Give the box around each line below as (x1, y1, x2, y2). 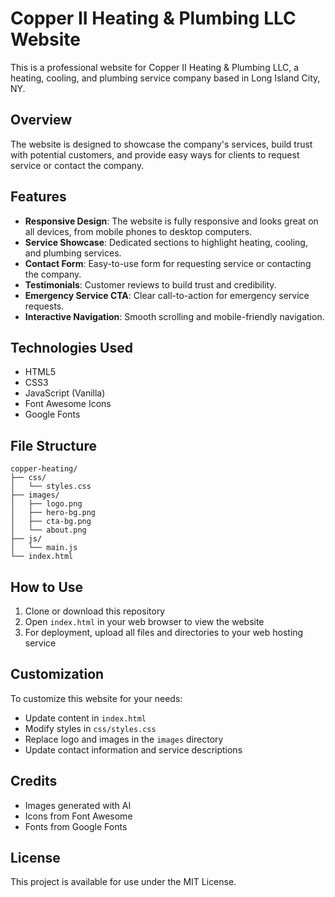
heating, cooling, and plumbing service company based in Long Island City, (10, 72, 321, 84)
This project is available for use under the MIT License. (10, 876, 237, 888)
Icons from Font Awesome (24, 810, 133, 822)
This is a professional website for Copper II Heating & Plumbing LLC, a (10, 61, 300, 73)
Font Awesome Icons (24, 398, 112, 410)
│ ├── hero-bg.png (10, 508, 97, 518)
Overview (10, 112, 73, 129)
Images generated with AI (24, 799, 132, 811)
